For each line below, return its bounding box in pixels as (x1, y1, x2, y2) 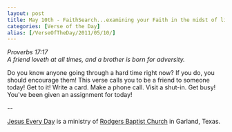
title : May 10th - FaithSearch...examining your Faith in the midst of (7, 16, 217, 23)
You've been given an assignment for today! (7, 91, 133, 99)
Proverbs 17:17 (7, 48, 48, 56)
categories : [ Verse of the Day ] (7, 23, 100, 30)
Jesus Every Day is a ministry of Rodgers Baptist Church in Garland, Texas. (7, 118, 221, 126)
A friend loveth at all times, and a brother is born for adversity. (7, 56, 185, 64)
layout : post (7, 10, 45, 17)
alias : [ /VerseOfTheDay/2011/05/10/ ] (7, 29, 116, 36)
